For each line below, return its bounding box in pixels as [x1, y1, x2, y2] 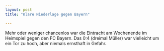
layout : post [5, 7, 32, 12]
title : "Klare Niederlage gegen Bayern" [5, 12, 90, 17]
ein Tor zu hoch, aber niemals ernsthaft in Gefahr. [5, 40, 107, 46]
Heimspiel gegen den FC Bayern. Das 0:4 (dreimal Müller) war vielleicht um [5, 35, 159, 41]
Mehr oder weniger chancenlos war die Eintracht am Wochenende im [5, 30, 147, 36]
